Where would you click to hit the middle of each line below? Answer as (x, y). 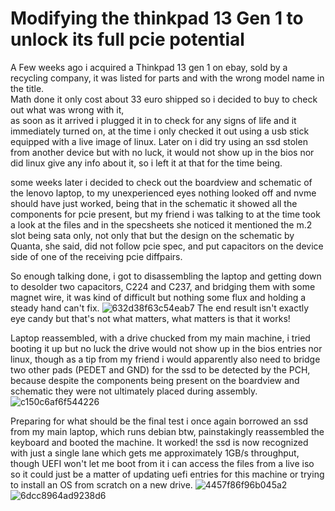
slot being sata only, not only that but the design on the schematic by (152, 235)
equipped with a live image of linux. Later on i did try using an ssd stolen (159, 141)
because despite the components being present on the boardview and (155, 380)
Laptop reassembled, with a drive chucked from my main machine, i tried (160, 338)
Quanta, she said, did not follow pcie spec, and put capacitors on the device (167, 246)
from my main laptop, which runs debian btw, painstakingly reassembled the (167, 431)
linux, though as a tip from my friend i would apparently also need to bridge (165, 359)
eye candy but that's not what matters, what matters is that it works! (150, 318)
